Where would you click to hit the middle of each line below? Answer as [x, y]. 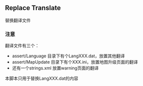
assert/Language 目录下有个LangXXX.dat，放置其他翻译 [68, 56]
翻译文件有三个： [22, 46]
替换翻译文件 [18, 20]
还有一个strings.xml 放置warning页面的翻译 [55, 68]
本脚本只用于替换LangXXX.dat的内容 [42, 78]
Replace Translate [33, 8]
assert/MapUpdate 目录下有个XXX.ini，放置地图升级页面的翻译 [75, 62]
